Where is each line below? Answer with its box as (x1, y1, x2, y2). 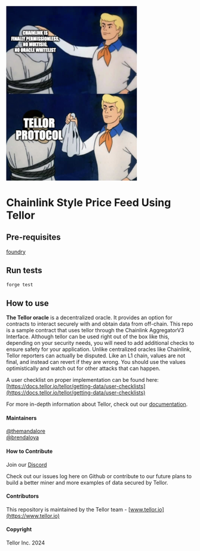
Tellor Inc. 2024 (6, 539, 45, 546)
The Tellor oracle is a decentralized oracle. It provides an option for (6, 314, 173, 322)
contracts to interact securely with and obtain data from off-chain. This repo (6, 320, 193, 327)
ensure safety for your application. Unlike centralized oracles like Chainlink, (6, 346, 192, 353)
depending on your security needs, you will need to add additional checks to (6, 339, 195, 347)
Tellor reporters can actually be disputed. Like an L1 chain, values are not (6, 352, 186, 359)
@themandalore (6, 427, 46, 435)
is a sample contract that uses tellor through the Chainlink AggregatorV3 (6, 327, 184, 334)
